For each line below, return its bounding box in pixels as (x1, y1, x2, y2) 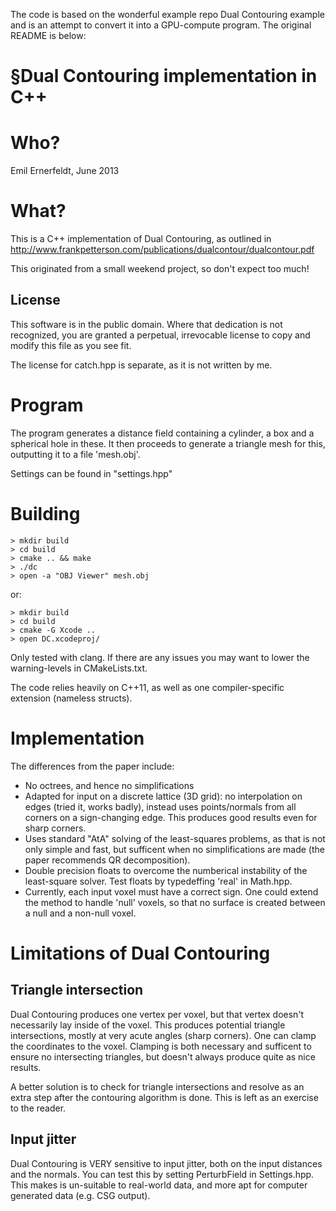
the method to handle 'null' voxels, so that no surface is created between (24, 896, 326, 908)
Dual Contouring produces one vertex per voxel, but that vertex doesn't (10, 1008, 305, 1020)
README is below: (10, 30, 87, 41)
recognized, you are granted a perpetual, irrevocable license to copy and (10, 329, 311, 341)
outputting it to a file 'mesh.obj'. (10, 448, 141, 460)
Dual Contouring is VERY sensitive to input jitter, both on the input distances (10, 1157, 323, 1169)
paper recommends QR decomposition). (24, 854, 191, 866)
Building (10, 503, 81, 525)
